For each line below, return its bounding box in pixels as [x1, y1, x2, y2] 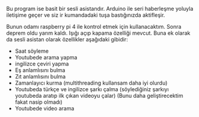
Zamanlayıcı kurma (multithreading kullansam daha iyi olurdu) [14, 79, 168, 86]
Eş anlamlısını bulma [14, 67, 66, 74]
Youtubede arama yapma [14, 54, 78, 61]
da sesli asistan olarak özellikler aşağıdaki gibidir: [6, 36, 128, 43]
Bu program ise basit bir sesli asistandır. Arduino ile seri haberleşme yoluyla [6, 5, 194, 12]
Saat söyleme [14, 47, 49, 55]
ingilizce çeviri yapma [14, 60, 69, 67]
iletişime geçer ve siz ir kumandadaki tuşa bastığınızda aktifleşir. [6, 11, 165, 19]
